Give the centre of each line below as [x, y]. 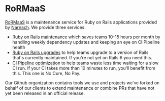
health [19, 47]
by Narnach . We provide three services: [46, 27]
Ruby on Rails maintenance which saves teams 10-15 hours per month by [86, 37]
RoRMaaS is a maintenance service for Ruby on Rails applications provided [81, 22]
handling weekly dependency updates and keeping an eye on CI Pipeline [86, 42]
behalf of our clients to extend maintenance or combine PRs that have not [80, 88]
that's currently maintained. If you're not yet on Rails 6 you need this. [82, 57]
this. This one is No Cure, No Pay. [46, 73]
